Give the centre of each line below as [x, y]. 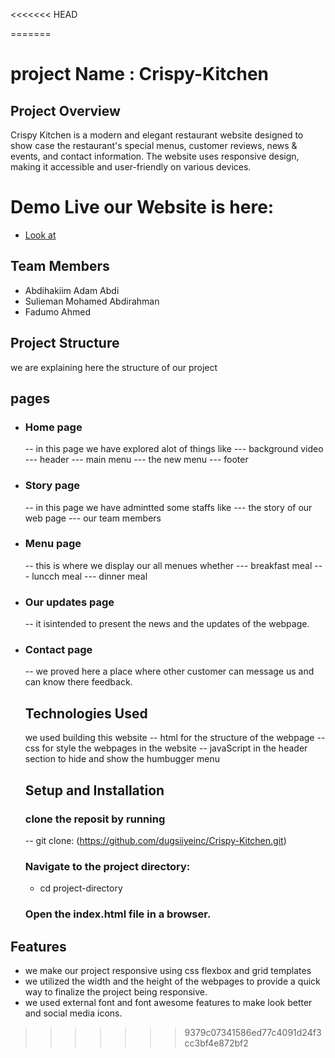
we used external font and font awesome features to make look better [168, 1002]
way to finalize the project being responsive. [116, 991]
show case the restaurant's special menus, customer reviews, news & [154, 145]
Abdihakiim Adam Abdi [72, 290]
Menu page [53, 544]
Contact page [58, 650]
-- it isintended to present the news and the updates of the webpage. [167, 624]
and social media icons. [73, 1013]
